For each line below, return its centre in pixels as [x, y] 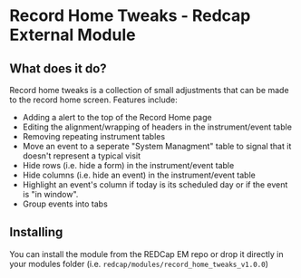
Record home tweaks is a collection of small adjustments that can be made [149, 90]
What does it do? [58, 68]
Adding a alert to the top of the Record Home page [117, 117]
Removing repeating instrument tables [94, 136]
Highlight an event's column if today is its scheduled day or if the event [155, 185]
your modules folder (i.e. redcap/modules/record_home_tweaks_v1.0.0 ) [139, 264]
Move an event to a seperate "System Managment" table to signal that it [157, 146]
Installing [36, 232]
